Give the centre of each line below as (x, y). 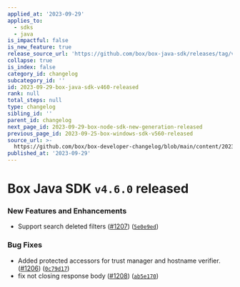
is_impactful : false (38, 41)
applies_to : (25, 21)
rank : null (24, 94)
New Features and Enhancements (67, 211)
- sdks (24, 27)
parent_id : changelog (40, 120)
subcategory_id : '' (36, 80)
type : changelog (31, 107)
